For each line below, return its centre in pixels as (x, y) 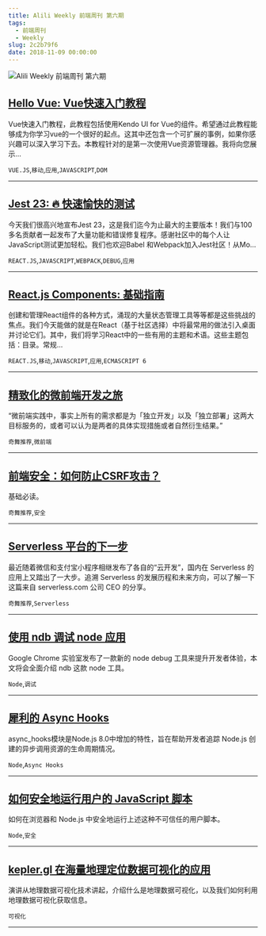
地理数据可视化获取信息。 (50, 900)
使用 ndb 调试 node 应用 (67, 637)
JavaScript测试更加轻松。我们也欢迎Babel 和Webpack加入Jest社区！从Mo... (132, 244)
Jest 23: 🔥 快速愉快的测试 (72, 204)
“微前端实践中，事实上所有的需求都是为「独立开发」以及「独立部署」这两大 (131, 416)
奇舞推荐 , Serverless (39, 603)
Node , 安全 (23, 835)
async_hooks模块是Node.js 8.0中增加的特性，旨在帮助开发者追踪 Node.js (128, 738)
